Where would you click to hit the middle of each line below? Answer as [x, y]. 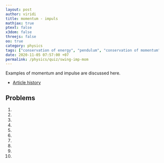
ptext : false [19, 28]
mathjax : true [20, 23]
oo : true [14, 41]
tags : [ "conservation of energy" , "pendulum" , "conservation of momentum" [83, 50]
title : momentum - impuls [32, 18]
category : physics [24, 46]
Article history [27, 83]
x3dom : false [19, 32]
